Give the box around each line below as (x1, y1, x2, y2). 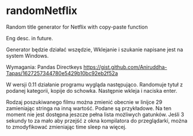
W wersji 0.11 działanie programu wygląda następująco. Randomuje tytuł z (6, 81, 183, 88)
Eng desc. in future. (6, 34, 54, 41)
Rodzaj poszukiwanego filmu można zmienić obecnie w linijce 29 (6, 98, 163, 106)
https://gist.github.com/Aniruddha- (83, 63, 167, 71)
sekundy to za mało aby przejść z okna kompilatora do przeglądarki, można (6, 117, 188, 124)
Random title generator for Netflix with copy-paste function (6, 23, 148, 30)
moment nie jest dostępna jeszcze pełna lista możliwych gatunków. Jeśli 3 (6, 111, 185, 118)
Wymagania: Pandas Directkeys (6, 63, 83, 71)
